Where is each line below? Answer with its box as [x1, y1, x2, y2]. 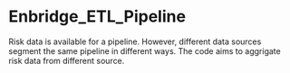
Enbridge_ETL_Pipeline [8, 6, 187, 27]
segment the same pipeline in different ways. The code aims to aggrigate [8, 45, 282, 56]
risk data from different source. [8, 55, 125, 66]
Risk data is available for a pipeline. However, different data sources [8, 36, 262, 47]
